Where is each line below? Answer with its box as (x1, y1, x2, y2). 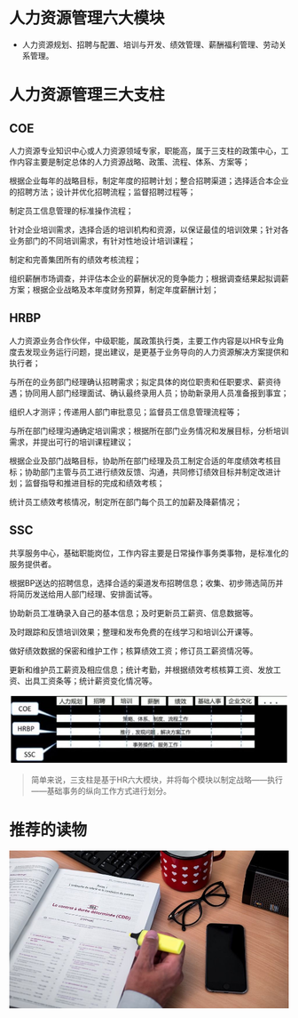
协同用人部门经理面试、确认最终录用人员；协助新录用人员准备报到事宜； (24, 388, 289, 398)
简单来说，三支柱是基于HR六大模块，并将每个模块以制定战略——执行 (30, 774, 284, 785)
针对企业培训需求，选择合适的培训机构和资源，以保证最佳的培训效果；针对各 (9, 224, 289, 235)
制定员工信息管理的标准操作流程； (9, 205, 134, 216)
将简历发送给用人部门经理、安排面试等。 (9, 589, 157, 599)
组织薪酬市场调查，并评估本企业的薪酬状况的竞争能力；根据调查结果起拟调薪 (9, 273, 289, 284)
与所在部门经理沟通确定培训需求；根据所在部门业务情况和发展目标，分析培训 (9, 425, 289, 436)
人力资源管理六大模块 (9, 8, 166, 28)
